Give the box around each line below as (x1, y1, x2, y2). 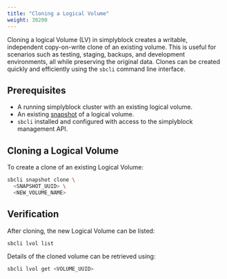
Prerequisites (7, 84, 66, 96)
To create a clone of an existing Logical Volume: (7, 163, 144, 172)
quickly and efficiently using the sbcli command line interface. (7, 65, 186, 73)
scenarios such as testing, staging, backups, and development (7, 50, 185, 59)
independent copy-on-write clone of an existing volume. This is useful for (7, 43, 216, 51)
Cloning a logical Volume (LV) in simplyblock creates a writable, (7, 35, 188, 43)
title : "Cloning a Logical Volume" (7, 10, 110, 17)
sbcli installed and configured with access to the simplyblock (17, 118, 193, 126)
